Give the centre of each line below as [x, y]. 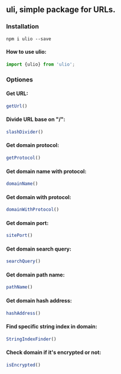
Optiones [20, 79]
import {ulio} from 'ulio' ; [41, 64]
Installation [23, 27]
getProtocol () [24, 158]
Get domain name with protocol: [46, 171]
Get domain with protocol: [39, 197]
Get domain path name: [35, 275]
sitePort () [19, 236]
